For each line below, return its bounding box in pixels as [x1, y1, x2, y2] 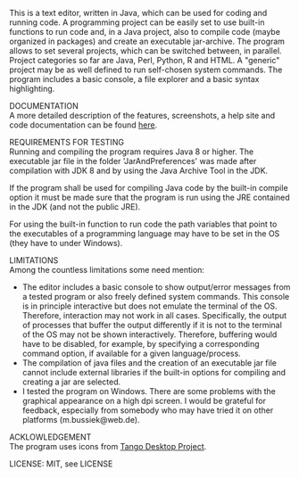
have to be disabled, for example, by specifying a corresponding [21, 339, 261, 349]
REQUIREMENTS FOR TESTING [9, 137, 125, 147]
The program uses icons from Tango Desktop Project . [9, 441, 207, 451]
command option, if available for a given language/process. [21, 348, 241, 358]
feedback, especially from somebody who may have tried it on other [21, 405, 274, 416]
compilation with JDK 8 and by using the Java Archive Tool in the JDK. [9, 165, 269, 176]
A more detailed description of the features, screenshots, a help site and [9, 111, 276, 120]
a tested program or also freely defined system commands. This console [21, 292, 290, 301]
